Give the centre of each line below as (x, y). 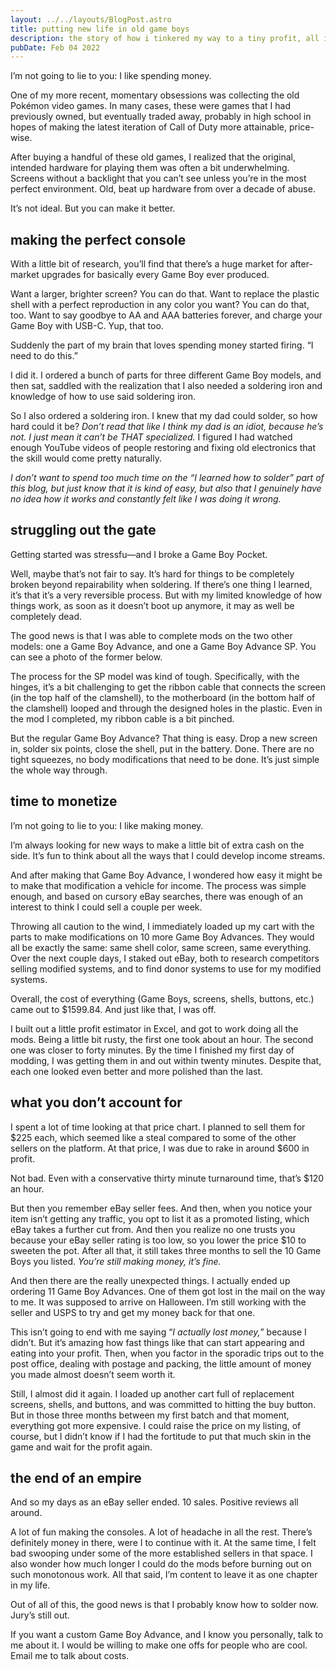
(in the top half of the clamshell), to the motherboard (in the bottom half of (163, 697)
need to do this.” (44, 356)
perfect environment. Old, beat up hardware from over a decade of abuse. (163, 189)
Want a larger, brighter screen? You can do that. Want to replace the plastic (165, 294)
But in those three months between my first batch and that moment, (150, 1415)
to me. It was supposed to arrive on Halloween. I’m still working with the (158, 1302)
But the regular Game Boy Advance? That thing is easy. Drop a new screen (164, 738)
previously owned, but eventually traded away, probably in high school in (161, 117)
